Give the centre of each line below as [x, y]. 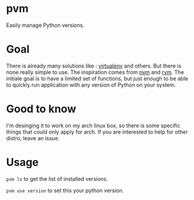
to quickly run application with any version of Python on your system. [91, 85]
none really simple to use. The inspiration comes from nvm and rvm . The [95, 72]
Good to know [41, 109]
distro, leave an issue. [33, 138]
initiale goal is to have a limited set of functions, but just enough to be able [97, 78]
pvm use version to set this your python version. [65, 190]
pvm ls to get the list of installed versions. [57, 179]
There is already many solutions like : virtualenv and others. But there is [94, 66]
